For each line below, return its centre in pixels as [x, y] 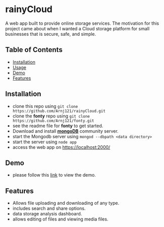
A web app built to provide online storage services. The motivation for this [82, 23]
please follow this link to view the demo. [54, 175]
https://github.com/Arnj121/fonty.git [53, 121]
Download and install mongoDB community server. [65, 131]
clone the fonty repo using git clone [51, 116]
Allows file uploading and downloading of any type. [66, 203]
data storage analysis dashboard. [47, 214]
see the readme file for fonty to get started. [58, 126]
